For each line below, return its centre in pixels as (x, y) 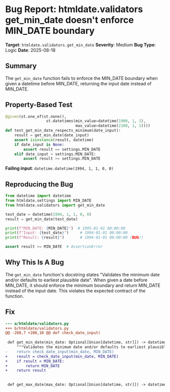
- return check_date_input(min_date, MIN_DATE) (60, 352)
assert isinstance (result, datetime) (54, 140)
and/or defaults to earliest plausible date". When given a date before (76, 280)
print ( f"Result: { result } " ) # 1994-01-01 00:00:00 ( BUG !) (74, 238)
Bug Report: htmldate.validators (74, 9)
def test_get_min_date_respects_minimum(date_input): (63, 131)
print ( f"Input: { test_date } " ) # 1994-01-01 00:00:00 (67, 233)
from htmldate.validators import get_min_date (55, 205)
